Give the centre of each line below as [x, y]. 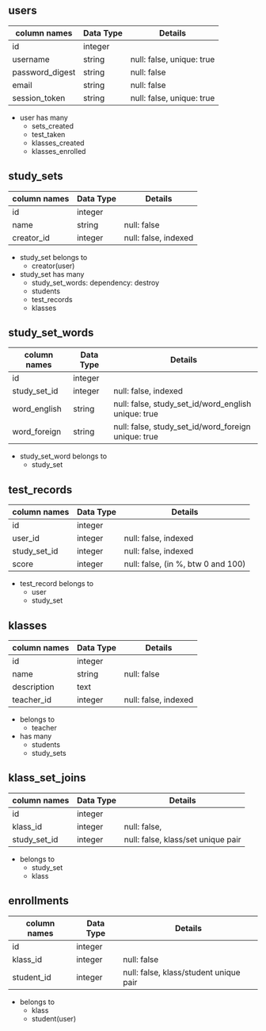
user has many [44, 117]
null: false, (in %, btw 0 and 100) [185, 564]
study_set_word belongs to [63, 456]
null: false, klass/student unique [181, 972]
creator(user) [53, 266]
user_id [26, 538]
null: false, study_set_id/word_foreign [182, 427]
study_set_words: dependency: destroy [95, 282]
